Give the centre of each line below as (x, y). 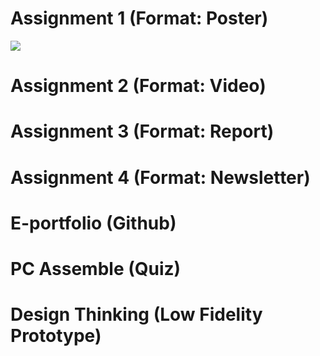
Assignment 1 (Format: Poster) (139, 18)
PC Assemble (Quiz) (96, 268)
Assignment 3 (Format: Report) (142, 131)
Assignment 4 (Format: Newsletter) (160, 177)
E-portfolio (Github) (93, 223)
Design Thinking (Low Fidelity (136, 314)
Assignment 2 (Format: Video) (138, 86)
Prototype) (56, 336)
